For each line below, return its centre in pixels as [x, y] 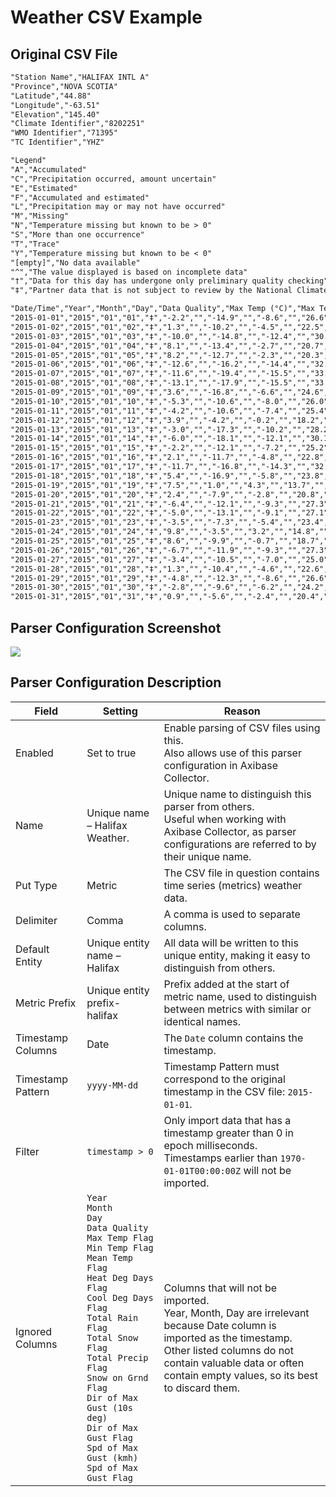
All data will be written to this [231, 943]
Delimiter [36, 920]
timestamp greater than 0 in [228, 1133]
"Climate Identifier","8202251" [77, 124]
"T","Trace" [35, 244]
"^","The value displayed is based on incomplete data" [129, 272]
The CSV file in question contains [241, 873]
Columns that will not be [220, 1288]
